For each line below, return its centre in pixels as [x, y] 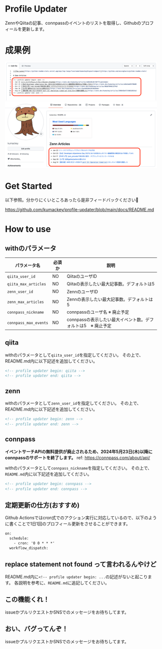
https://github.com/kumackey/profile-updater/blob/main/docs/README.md [80, 210]
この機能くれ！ [27, 600]
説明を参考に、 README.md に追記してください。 [64, 583]
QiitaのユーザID [82, 276]
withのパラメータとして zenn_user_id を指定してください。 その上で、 [73, 403]
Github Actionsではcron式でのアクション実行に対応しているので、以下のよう [81, 518]
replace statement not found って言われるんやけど [81, 564]
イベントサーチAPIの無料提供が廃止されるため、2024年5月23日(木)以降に [79, 451]
